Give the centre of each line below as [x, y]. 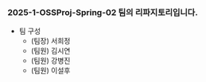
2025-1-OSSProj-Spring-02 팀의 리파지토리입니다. [103, 12]
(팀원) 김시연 [51, 51]
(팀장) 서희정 [51, 41]
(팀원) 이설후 [51, 71]
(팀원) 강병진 [51, 61]
